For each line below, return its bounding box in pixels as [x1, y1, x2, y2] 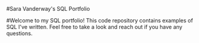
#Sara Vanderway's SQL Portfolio [6, 5, 90, 12]
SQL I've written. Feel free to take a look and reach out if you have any [6, 24, 183, 30]
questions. [6, 30, 33, 37]
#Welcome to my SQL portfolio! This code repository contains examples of [6, 17, 194, 24]
